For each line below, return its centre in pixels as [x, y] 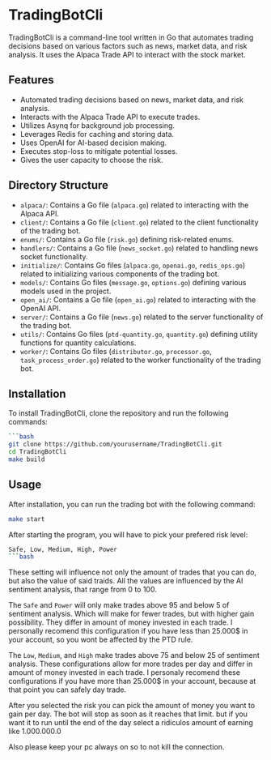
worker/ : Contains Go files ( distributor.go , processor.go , [116, 351]
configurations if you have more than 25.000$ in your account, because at [132, 681]
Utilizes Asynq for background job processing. [97, 125]
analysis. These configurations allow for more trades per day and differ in [131, 664]
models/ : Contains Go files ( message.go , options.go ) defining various [133, 282]
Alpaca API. [39, 213]
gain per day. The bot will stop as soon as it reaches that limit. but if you [128, 714]
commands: [28, 422]
